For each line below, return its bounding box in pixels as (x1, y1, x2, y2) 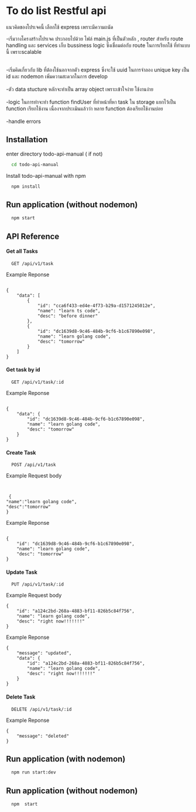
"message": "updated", (16, 651, 72, 656)
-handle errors (6, 118, 41, 125)
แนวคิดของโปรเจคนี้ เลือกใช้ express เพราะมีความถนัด (6, 23, 114, 30)
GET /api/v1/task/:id (11, 379, 64, 385)
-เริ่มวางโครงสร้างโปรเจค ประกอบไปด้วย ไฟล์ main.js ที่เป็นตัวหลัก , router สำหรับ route (6, 35, 183, 42)
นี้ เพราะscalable (6, 48, 42, 55)
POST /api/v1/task (11, 462, 57, 468)
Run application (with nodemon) (6, 753, 126, 764)
